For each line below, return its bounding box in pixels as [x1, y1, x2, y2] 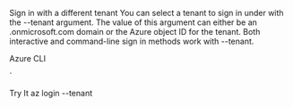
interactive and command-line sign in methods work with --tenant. [9, 36, 254, 46]
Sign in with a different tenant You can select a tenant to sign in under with [9, 8, 284, 18]
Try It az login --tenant [9, 88, 92, 98]
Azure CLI [9, 53, 47, 63]
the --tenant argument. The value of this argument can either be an [9, 17, 258, 28]
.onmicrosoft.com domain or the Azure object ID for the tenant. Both [9, 27, 261, 37]
